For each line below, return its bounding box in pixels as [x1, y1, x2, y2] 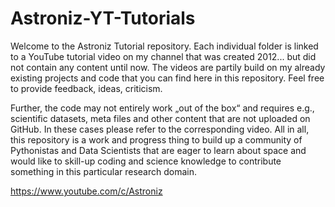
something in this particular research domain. [10, 165, 197, 177]
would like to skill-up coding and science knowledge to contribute [10, 155, 282, 167]
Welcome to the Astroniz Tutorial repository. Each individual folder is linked [10, 40, 319, 52]
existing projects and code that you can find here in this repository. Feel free [10, 72, 325, 84]
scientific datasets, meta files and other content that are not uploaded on [10, 112, 311, 124]
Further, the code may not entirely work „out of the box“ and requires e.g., [10, 102, 315, 114]
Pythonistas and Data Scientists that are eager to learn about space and [10, 144, 307, 156]
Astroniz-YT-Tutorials [10, 7, 196, 30]
